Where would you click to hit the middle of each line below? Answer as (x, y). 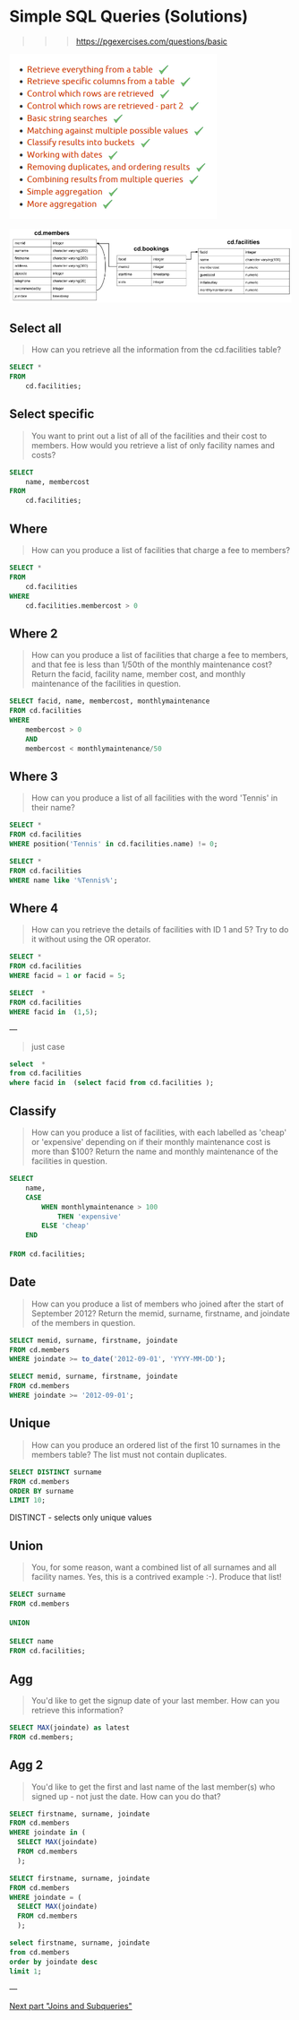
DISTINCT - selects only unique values (81, 1518)
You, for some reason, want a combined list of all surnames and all (154, 1567)
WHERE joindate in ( (48, 1833)
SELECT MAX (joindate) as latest (69, 1728)
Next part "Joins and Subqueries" (71, 2006)
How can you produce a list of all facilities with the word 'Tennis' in (154, 798)
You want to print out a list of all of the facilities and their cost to (149, 436)
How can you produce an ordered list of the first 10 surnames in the (156, 1444)
